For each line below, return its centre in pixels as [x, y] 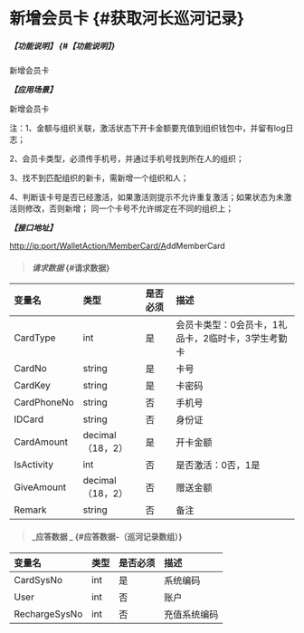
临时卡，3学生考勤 [248, 339]
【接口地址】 [33, 228]
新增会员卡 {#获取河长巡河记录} [127, 19]
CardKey [33, 386]
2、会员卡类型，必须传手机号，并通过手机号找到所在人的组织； [127, 158]
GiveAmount [40, 487]
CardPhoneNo [44, 402]
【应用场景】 [33, 90]
